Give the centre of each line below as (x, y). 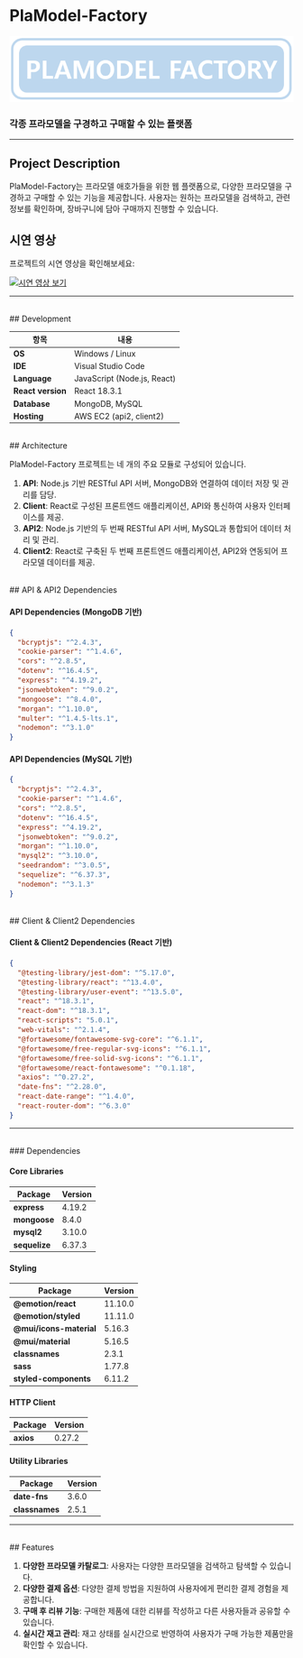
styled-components (52, 1379)
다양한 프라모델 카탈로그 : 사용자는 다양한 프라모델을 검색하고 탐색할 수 (145, 1566)
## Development (41, 318)
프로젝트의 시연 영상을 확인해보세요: (72, 263)
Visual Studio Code (109, 365)
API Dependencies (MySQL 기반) (71, 759)
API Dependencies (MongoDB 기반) (76, 612)
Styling (23, 1267)
